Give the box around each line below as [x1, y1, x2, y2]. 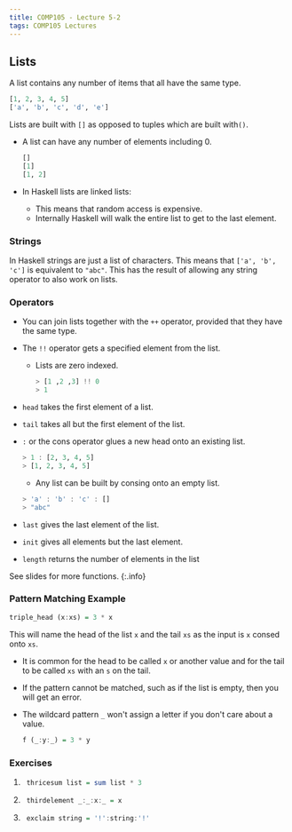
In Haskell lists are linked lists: [21, 186, 131, 196]
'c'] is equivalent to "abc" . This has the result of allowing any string [9, 264, 257, 275]
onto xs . [9, 638, 38, 649]
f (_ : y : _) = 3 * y [21, 735, 91, 744]
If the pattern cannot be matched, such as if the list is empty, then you [21, 682, 280, 693]
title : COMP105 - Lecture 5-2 [9, 12, 122, 22]
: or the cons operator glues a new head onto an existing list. [21, 436, 246, 447]
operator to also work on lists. [9, 273, 118, 284]
